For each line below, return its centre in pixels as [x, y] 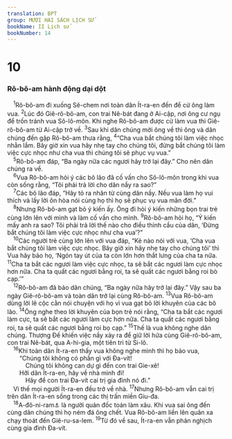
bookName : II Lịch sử [38, 26]
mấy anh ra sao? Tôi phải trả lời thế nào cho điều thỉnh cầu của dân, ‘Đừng [113, 225]
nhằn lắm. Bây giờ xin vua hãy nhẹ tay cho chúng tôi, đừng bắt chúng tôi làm [116, 146]
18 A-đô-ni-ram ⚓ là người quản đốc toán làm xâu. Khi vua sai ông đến [112, 404]
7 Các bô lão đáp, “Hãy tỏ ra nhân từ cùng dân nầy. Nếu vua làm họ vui [113, 193]
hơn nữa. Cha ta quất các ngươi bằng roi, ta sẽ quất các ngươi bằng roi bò [113, 271]
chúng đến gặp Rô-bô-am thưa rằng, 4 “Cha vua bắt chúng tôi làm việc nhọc [115, 137]
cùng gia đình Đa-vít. [37, 428]
